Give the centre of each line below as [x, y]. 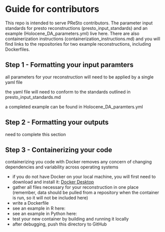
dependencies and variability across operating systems [62, 167]
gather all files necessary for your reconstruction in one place [76, 187]
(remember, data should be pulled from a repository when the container [86, 193]
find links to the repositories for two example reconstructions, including [78, 44]
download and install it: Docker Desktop [53, 182]
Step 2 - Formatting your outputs [57, 122]
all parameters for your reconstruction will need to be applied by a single [80, 77]
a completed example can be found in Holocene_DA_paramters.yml [74, 107]
